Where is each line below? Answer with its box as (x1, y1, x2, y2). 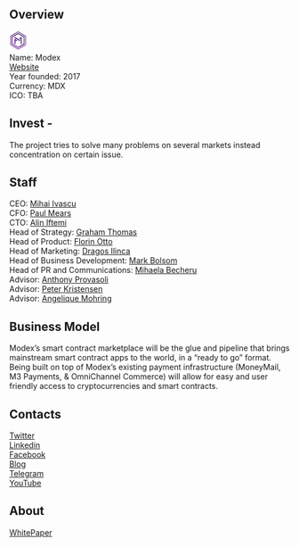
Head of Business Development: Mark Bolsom (9, 255, 178, 266)
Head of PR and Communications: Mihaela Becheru (9, 265, 198, 276)
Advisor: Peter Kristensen (9, 284, 103, 294)
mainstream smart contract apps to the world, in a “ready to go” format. (9, 352, 271, 363)
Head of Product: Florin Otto (9, 236, 113, 247)
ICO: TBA (9, 89, 44, 101)
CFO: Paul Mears (9, 208, 72, 219)
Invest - (9, 116, 53, 131)
